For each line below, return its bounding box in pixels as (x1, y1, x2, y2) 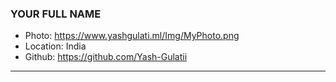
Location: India (24, 40, 87, 52)
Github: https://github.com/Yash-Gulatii (24, 51, 188, 63)
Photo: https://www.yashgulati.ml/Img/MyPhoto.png (24, 30, 240, 42)
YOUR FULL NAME (10, 7, 102, 21)
